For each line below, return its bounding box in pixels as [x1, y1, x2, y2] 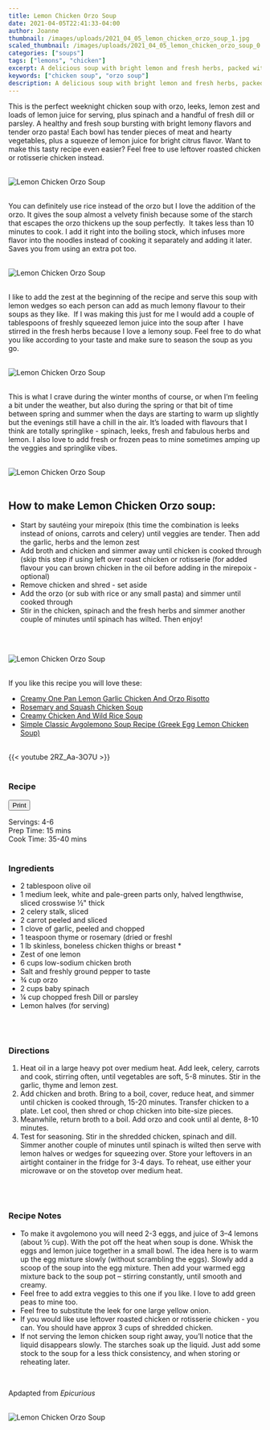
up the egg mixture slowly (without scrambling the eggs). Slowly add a [19, 1254, 254, 1264]
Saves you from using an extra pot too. [8, 243, 137, 254]
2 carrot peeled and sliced [19, 915, 108, 924]
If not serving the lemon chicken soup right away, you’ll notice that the [19, 1331, 253, 1341]
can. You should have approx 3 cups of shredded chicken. [19, 1322, 214, 1333]
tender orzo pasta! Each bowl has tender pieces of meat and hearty [8, 126, 232, 137]
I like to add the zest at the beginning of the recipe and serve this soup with [8, 291, 258, 302]
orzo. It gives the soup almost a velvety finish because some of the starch [8, 209, 253, 219]
